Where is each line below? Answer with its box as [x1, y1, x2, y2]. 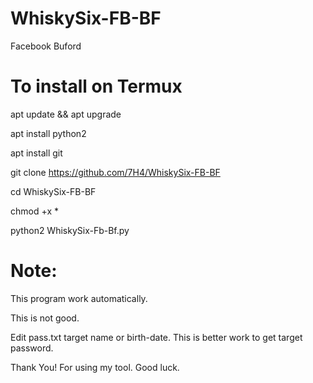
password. [10, 342, 54, 354]
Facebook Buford [10, 40, 82, 52]
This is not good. [10, 312, 80, 324]
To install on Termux [10, 75, 183, 98]
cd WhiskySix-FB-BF [10, 185, 97, 197]
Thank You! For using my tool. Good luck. [10, 361, 180, 373]
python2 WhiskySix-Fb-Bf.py [10, 224, 130, 236]
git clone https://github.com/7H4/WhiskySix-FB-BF [10, 166, 221, 178]
